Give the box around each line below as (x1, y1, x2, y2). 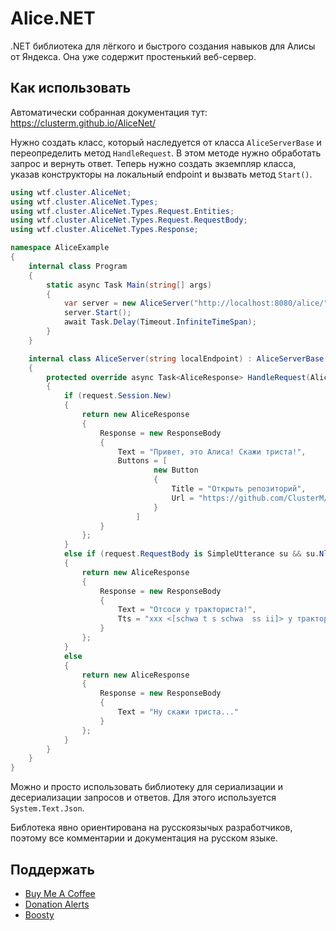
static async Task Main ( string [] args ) (46, 280, 213, 290)
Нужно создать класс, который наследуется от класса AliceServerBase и (10, 136, 322, 148)
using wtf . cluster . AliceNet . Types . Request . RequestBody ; (10, 215, 248, 226)
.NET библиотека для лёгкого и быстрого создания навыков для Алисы (10, 40, 316, 52)
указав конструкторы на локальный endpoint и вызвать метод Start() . (10, 168, 313, 180)
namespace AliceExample (10, 243, 110, 253)
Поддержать (10, 861, 95, 878)
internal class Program (28, 261, 128, 271)
